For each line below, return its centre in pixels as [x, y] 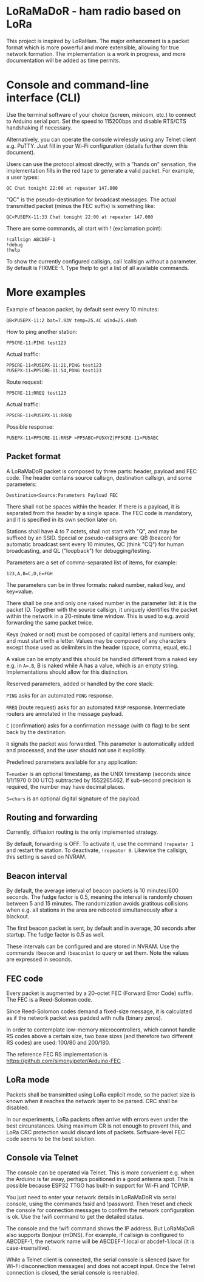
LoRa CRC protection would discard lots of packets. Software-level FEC [96, 1132]
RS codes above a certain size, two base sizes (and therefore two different [100, 1036]
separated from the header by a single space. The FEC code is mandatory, [100, 513]
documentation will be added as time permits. [63, 60]
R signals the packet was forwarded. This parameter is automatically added [100, 744]
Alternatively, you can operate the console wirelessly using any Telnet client [101, 139]
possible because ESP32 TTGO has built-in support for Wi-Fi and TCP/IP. [98, 1185]
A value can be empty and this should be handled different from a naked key [102, 659]
